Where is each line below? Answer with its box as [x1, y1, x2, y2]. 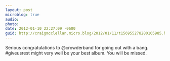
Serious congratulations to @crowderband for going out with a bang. [5, 45, 149, 50]
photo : [5, 21, 19, 27]
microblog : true [5, 12, 39, 17]
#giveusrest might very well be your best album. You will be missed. [5, 50, 147, 56]
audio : [5, 17, 19, 22]
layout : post [5, 7, 33, 13]
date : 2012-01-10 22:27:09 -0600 [5, 26, 76, 31]
